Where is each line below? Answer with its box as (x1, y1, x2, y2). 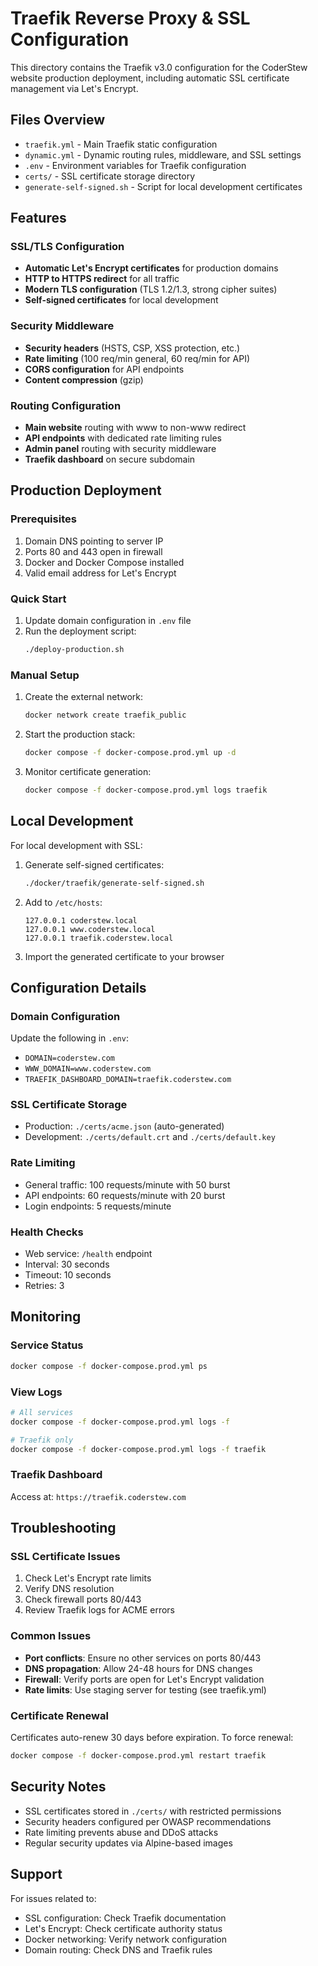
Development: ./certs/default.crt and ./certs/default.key (24, 1131, 276, 1143)
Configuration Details (10, 979, 147, 996)
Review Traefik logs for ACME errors (24, 1604, 176, 1616)
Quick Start (10, 592, 67, 606)
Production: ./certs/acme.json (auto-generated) (24, 1120, 225, 1132)
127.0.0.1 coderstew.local (24, 915, 138, 926)
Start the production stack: (24, 728, 136, 741)
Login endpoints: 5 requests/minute (24, 1200, 172, 1212)
